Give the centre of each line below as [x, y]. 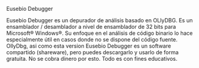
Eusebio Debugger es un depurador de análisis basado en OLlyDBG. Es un [100, 20]
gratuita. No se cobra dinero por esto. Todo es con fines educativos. [92, 59]
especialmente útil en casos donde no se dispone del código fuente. [92, 39]
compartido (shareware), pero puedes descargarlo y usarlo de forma [93, 52]
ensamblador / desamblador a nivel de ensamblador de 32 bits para [91, 27]
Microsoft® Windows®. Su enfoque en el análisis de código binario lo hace [100, 33]
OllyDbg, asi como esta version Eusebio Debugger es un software [89, 46]
